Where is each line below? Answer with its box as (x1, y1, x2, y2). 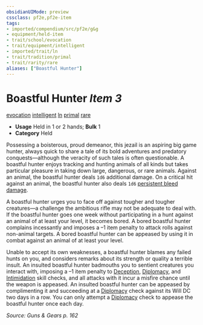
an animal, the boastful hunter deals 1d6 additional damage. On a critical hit (6, 173, 193, 181)
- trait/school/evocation (6, 37, 71, 43)
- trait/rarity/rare (6, 59, 59, 65)
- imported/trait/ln (6, 49, 59, 55)
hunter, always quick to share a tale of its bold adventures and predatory (6, 148, 187, 155)
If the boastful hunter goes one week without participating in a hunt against (6, 211, 193, 218)
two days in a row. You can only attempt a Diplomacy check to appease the (6, 293, 193, 301)
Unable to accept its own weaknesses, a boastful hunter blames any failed (6, 249, 192, 256)
